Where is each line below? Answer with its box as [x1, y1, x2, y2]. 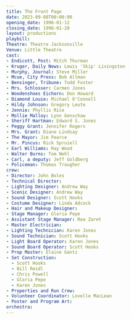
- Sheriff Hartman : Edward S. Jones [6, 118, 96, 124]
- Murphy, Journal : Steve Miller [6, 69, 89, 75]
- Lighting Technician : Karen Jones [6, 227, 96, 233]
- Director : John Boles [6, 173, 65, 179]
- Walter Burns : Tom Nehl [6, 151, 70, 157]
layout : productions [6, 31, 57, 36]
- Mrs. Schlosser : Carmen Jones [6, 85, 86, 91]
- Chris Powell [11, 271, 49, 277]
